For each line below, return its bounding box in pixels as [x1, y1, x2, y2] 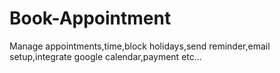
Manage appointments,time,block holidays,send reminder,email [9, 40, 271, 52]
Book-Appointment [9, 7, 172, 30]
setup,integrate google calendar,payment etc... [9, 50, 202, 62]
